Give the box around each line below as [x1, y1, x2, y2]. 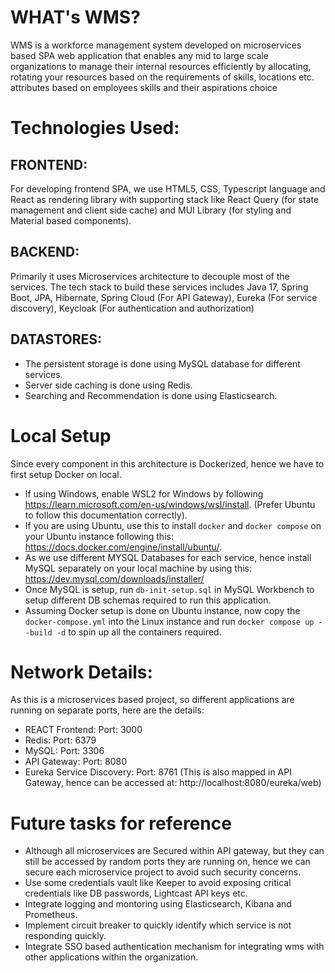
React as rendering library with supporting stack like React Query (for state [10, 193, 320, 205]
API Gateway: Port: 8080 [24, 756, 127, 768]
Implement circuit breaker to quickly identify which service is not [24, 919, 292, 931]
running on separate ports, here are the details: [10, 704, 205, 716]
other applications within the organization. [24, 951, 199, 963]
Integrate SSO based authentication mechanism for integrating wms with [24, 941, 325, 953]
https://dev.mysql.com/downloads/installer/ [24, 572, 205, 585]
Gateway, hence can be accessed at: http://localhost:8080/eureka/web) [24, 777, 322, 789]
